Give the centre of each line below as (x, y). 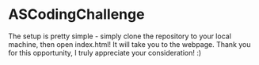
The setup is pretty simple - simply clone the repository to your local (120, 36)
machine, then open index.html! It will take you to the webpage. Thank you (129, 44)
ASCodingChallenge (76, 14)
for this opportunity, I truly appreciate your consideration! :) (105, 52)
